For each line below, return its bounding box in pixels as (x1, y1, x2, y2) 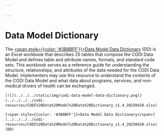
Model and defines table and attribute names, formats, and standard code (5, 57, 155, 63)
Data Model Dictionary (5, 30, 99, 41)
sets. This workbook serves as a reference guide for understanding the (5, 62, 149, 68)
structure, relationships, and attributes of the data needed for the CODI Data (5, 67, 160, 73)
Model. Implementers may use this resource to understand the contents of (5, 72, 156, 78)
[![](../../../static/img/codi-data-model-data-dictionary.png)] (5, 93, 142, 98)
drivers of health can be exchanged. (22, 83, 96, 89)
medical (5, 83, 21, 89)
